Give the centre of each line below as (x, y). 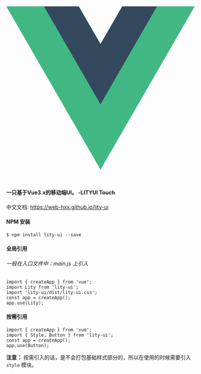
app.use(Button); (28, 345)
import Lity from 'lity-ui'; (42, 287)
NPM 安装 (19, 222)
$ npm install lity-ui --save (44, 235)
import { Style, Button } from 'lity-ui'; (60, 335)
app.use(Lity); (25, 303)
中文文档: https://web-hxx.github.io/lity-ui (57, 207)
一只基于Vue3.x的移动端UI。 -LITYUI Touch (61, 193)
